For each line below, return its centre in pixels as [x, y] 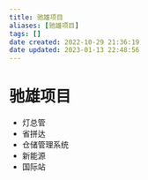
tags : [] [25, 34]
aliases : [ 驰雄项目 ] [44, 26]
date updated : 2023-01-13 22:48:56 [74, 50]
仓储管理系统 [45, 145]
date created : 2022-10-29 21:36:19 [74, 42]
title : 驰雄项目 [36, 17]
